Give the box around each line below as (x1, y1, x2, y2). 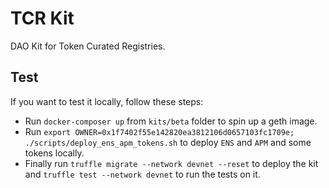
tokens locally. (24, 147, 85, 159)
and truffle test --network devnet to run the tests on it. (24, 168, 261, 180)
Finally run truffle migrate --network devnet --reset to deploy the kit (24, 157, 319, 169)
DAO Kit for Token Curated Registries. (10, 40, 166, 52)
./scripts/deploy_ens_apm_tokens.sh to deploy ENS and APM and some (24, 136, 312, 148)
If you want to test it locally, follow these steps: (10, 95, 204, 107)
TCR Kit (10, 7, 75, 30)
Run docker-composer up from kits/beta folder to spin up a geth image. (24, 115, 318, 127)
